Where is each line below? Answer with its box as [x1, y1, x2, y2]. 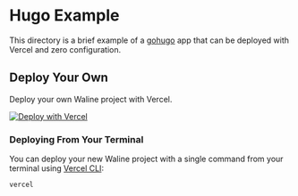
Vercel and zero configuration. [9, 44, 122, 54]
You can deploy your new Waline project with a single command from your [9, 153, 284, 165]
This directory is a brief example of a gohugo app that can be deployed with [9, 35, 289, 45]
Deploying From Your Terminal [9, 133, 144, 145]
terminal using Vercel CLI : [9, 163, 105, 174]
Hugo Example [9, 5, 120, 26]
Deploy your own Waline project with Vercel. [9, 94, 173, 104]
